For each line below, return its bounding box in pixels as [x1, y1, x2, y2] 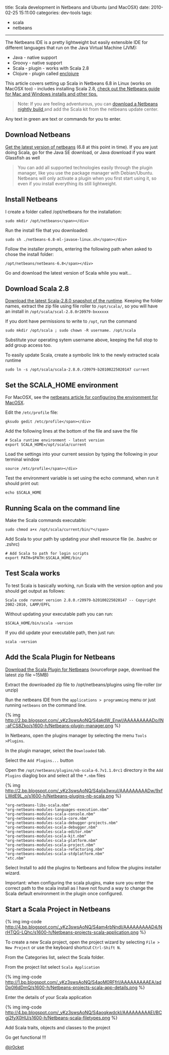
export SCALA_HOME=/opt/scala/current [5, 442, 87, 447]
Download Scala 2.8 [5, 285, 69, 293]
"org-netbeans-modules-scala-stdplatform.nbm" [5, 851, 105, 856]
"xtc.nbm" [5, 856, 26, 861]
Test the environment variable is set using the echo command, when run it [5, 475, 159, 481]
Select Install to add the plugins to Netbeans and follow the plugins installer [5, 864, 161, 870]
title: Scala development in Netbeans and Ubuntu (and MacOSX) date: [5, 5, 150, 10]
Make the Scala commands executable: [5, 517, 87, 523]
